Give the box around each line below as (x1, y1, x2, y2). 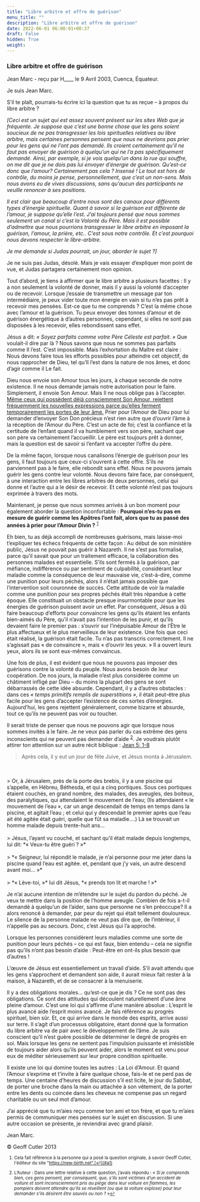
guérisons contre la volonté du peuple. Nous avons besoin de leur (7, 665, 168, 673)
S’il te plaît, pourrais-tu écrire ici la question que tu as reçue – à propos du (7, 99, 188, 106)
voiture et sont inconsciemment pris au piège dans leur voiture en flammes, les (14, 1180, 176, 1186)
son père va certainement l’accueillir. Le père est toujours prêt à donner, (7, 434, 183, 441)
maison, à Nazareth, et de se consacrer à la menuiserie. (7, 977, 143, 984)
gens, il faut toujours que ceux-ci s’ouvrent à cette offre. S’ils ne (7, 458, 164, 465)
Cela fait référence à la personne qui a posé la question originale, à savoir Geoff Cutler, (14, 1155, 192, 1161)
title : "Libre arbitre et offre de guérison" (7, 8, 121, 15)
